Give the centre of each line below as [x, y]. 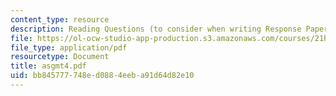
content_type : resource [60, 19]
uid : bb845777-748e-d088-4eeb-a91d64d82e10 [102, 76]
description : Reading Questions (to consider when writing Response [156, 29]
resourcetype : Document [60, 57]
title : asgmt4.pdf [48, 66]
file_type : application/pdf [69, 47]
